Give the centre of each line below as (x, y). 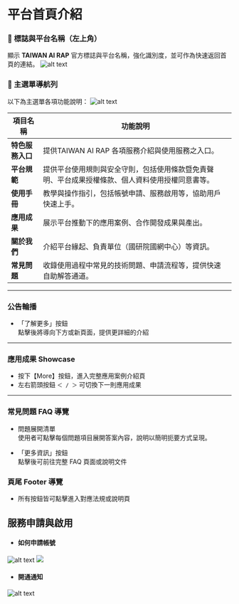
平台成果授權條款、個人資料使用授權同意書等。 (136, 180)
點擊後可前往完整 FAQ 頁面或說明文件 (72, 461)
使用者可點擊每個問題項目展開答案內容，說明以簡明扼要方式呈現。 (114, 438)
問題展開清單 (36, 428)
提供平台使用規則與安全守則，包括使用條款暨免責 (125, 169)
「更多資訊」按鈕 (43, 452)
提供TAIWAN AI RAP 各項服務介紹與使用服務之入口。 (131, 150)
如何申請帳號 (36, 542)
